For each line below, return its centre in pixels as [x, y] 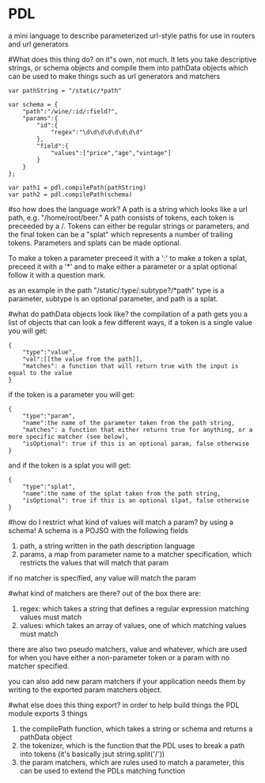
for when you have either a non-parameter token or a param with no [119, 657]
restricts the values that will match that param [94, 562]
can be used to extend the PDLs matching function [102, 770]
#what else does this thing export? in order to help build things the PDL [124, 705]
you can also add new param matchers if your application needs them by [127, 681]
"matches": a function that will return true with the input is [131, 366]
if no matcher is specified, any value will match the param [102, 577]
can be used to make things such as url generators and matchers [114, 76]
